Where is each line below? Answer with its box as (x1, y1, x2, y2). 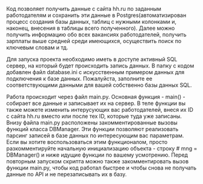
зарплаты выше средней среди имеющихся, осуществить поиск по (6, 38, 182, 44)
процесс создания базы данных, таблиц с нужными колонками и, (6, 18, 177, 25)
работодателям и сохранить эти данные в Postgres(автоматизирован (6, 12, 187, 19)
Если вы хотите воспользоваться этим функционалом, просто (6, 138, 168, 145)
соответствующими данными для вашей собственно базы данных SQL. (6, 81, 192, 89)
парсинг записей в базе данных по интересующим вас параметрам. (6, 132, 184, 139)
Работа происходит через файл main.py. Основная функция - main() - (6, 94, 186, 100)
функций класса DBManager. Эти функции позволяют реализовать (6, 126, 179, 132)
